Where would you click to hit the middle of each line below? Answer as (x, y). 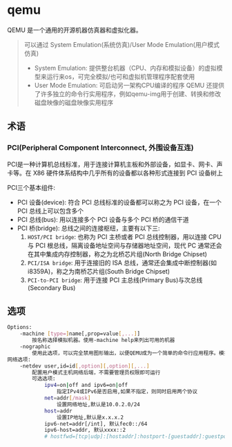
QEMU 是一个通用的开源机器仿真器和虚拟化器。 (75, 30)
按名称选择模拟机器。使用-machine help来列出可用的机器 (104, 341)
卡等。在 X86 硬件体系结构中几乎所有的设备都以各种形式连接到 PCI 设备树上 (115, 173)
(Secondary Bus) (51, 287)
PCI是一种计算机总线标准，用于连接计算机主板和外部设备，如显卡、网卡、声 (115, 164)
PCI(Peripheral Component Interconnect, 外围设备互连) (100, 148)
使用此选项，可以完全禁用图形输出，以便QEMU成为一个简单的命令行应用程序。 (126, 353)
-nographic (35, 347)
